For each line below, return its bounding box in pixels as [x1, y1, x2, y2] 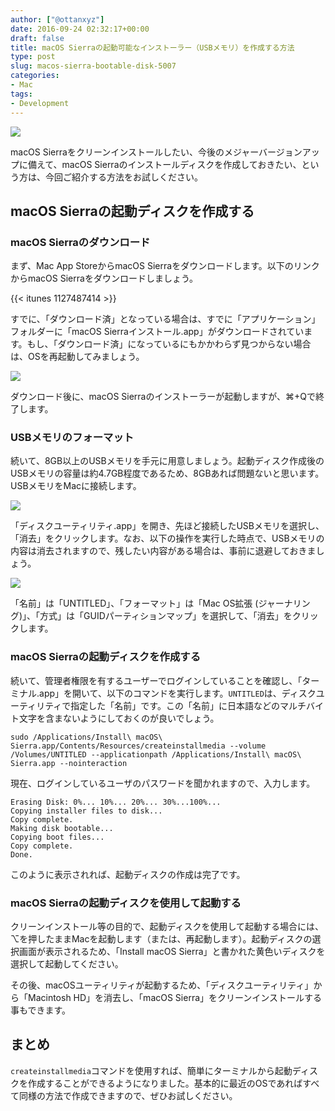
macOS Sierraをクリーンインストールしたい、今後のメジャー [10, 146, 260, 158]
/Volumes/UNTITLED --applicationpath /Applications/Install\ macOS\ [10, 749, 302, 760]
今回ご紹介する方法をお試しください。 [44, 171, 203, 183]
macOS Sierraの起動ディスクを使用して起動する [10, 896, 242, 910]
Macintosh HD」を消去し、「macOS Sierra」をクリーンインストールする [27, 992, 323, 1004]
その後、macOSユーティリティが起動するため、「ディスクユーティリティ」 [10, 979, 314, 991]
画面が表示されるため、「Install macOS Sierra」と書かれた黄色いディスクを [18, 946, 326, 958]
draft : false [10, 33, 65, 43]
